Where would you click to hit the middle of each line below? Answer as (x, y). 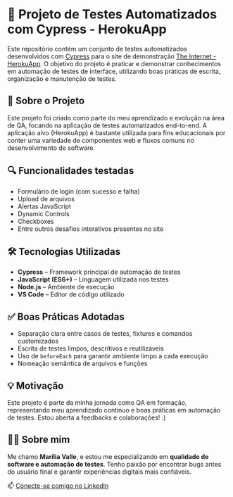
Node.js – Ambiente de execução (66, 287)
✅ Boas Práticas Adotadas (66, 316)
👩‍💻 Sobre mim (39, 440)
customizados (38, 341)
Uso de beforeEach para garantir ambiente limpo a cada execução (113, 356)
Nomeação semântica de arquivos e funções (82, 364)
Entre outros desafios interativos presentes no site (90, 229)
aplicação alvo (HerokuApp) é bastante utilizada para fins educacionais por (116, 132)
